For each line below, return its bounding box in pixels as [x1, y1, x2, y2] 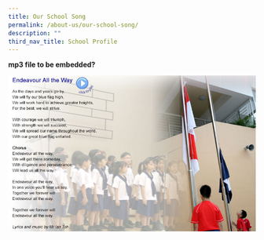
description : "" [8, 29, 61, 37]
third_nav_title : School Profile [8, 38, 118, 45]
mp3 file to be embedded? [8, 60, 96, 70]
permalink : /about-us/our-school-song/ [8, 20, 139, 29]
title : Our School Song [8, 13, 86, 20]
